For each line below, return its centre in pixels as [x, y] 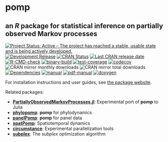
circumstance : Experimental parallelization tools [63, 128]
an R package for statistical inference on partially [84, 26]
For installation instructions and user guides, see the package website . [79, 82]
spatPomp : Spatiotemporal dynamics [51, 123]
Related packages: [24, 92]
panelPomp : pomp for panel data [47, 118]
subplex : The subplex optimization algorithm [59, 134]
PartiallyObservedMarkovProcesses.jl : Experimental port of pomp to [85, 102]
